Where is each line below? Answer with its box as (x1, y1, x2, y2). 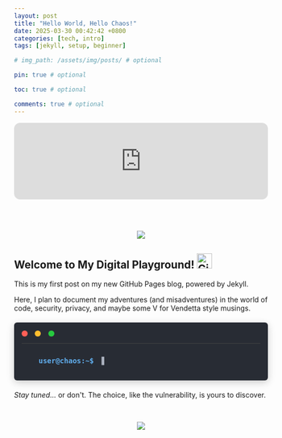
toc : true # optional (14, 86, 87, 94)
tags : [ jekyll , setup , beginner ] (14, 42, 126, 50)
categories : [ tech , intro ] (14, 34, 105, 43)
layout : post (14, 11, 58, 20)
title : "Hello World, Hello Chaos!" (14, 19, 137, 27)
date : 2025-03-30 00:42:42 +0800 (14, 27, 126, 35)
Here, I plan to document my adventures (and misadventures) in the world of (14, 295, 268, 305)
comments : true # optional (14, 100, 105, 108)
